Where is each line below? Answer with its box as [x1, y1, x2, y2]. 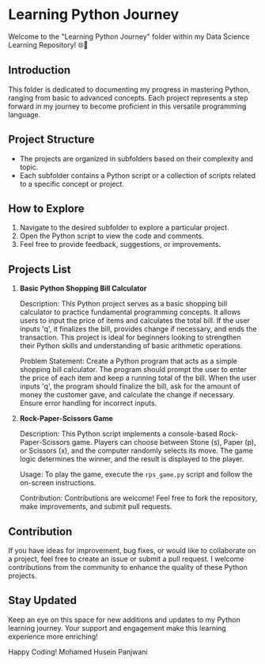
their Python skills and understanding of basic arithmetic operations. [19, 341, 243, 351]
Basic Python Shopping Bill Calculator [19, 283, 147, 294]
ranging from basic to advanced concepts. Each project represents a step [8, 93, 248, 102]
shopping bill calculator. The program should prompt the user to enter [19, 365, 248, 374]
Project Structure [8, 133, 95, 146]
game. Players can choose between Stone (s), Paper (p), [71, 438, 257, 447]
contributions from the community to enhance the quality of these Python [8, 563, 248, 571]
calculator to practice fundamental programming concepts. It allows [19, 307, 241, 317]
